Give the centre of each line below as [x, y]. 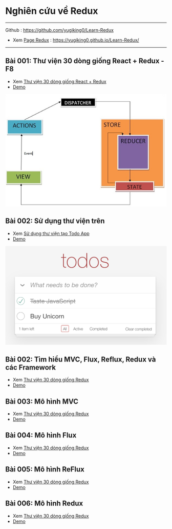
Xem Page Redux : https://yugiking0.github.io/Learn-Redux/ [76, 40]
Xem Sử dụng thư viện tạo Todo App [51, 233]
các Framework [31, 367]
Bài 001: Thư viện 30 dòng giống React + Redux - [85, 61]
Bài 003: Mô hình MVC [42, 401]
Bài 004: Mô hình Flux [41, 435]
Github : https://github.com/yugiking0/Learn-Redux [60, 30]
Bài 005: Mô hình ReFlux [45, 470]
